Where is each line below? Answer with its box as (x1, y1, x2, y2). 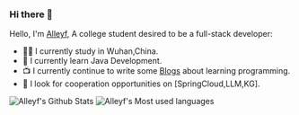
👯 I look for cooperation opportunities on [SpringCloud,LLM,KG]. (22, 78, 260, 89)
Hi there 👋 (9, 8, 54, 21)
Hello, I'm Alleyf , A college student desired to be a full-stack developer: (9, 29, 273, 40)
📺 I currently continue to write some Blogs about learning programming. (22, 66, 291, 76)
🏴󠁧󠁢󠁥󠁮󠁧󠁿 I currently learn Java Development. (22, 56, 163, 66)
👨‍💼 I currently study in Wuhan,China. (22, 46, 159, 57)
